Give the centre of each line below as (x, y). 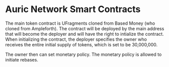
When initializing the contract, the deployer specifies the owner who (76, 39)
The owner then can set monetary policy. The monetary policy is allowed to (83, 54)
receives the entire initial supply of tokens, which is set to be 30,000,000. (81, 44)
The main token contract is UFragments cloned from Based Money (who (80, 23)
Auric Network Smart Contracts (73, 9)
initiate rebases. (22, 59)
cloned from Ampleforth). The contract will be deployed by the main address (85, 28)
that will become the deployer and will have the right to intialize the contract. (84, 34)
